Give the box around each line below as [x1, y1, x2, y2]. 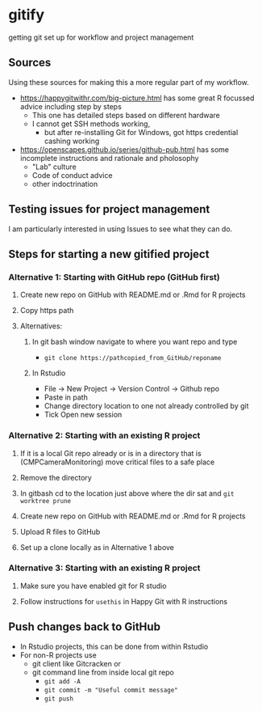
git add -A [44, 677, 81, 685]
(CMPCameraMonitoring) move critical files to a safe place [19, 457, 215, 467]
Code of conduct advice [31, 170, 113, 180]
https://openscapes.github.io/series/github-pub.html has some [19, 144, 230, 154]
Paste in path [44, 392, 89, 402]
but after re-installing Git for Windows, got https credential [44, 127, 239, 137]
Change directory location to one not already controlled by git [44, 401, 249, 411]
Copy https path [19, 306, 74, 315]
